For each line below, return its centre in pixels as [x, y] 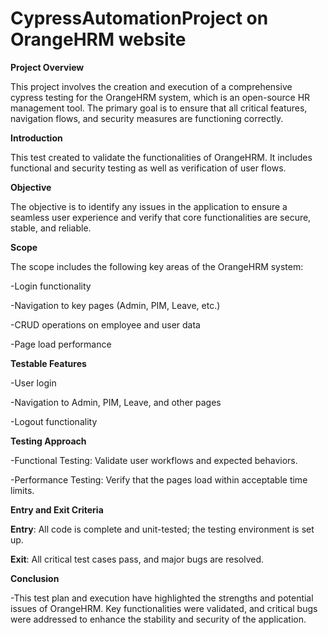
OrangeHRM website [98, 39]
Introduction [36, 138]
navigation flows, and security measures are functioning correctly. [147, 118]
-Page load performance [61, 344]
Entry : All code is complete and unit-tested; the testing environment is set [162, 529]
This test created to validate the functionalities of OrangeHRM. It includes [161, 157]
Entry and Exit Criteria [57, 509]
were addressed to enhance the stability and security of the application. [158, 619]
